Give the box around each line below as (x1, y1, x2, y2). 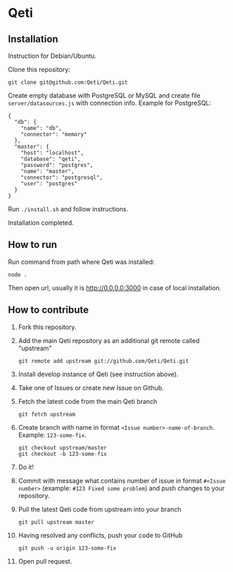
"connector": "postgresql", (20, 174, 103, 181)
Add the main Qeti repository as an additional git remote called (18, 336, 200, 344)
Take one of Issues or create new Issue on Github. (18, 383, 164, 392)
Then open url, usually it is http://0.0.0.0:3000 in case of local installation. (8, 283, 222, 292)
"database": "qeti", (20, 156, 81, 163)
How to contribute (8, 304, 89, 316)
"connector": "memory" (20, 131, 87, 138)
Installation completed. (8, 218, 75, 227)
